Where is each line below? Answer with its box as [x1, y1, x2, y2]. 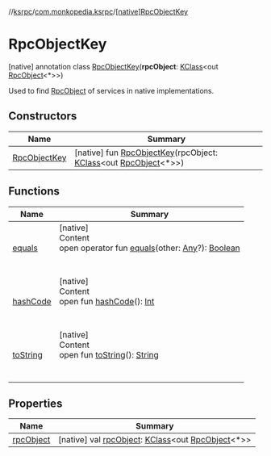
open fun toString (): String [59, 349, 159, 360]
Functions [8, 185, 60, 199]
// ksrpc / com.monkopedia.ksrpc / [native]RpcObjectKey [8, 7, 188, 16]
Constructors [8, 109, 77, 123]
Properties [8, 396, 63, 410]
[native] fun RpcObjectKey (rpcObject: [73, 147, 218, 158]
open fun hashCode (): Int [59, 295, 155, 307]
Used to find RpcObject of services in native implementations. [8, 86, 215, 95]
